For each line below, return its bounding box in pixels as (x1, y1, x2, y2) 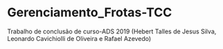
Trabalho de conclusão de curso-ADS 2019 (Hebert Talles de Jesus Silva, (7, 27, 217, 35)
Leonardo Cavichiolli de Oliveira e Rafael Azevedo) (7, 34, 152, 42)
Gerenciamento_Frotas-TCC (7, 5, 172, 20)
